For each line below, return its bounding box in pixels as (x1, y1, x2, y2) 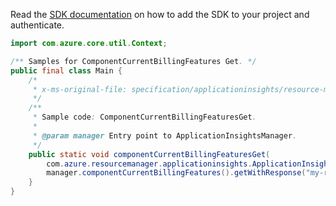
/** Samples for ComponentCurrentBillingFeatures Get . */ (10, 56, 257, 66)
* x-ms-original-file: (32, 84, 128, 94)
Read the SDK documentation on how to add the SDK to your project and (10, 9, 310, 20)
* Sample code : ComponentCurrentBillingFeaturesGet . (32, 112, 257, 123)
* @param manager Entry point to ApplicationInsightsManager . (32, 130, 298, 141)
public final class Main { (10, 65, 123, 76)
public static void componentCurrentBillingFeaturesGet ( (28, 149, 271, 159)
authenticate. (10, 19, 65, 31)
